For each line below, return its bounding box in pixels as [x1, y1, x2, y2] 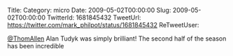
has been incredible [7, 42, 64, 50]
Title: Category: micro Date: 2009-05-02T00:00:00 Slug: [7, 6, 171, 14]
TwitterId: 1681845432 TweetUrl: [46, 13, 141, 22]
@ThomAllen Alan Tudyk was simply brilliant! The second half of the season [7, 34, 227, 43]
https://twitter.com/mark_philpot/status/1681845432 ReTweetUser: [7, 21, 199, 29]
